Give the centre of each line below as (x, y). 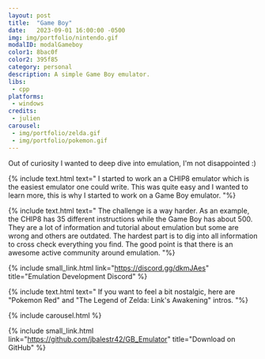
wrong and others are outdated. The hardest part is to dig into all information (133, 236)
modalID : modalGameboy (45, 45)
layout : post (30, 15)
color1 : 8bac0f (33, 52)
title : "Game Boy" (40, 23)
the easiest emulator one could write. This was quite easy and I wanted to (128, 187)
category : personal (40, 67)
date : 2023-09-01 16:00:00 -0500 (67, 30)
